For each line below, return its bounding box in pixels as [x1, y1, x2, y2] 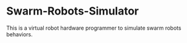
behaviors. [6, 30, 33, 38]
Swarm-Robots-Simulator [6, 4, 139, 18]
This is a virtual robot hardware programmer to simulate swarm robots [6, 24, 182, 31]
